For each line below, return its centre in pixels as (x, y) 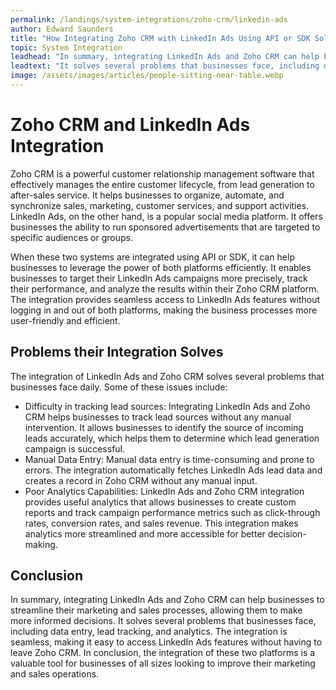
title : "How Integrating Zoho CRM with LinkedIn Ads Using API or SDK (160, 38)
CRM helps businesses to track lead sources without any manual (158, 417)
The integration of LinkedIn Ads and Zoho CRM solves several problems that (167, 376)
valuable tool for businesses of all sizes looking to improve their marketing (163, 663)
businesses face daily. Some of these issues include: (119, 387)
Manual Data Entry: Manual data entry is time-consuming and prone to (169, 459)
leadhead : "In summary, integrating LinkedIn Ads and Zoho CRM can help (165, 57)
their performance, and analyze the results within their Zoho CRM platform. (165, 288)
